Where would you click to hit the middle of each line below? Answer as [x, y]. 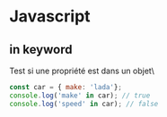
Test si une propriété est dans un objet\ [82, 71]
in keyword [41, 50]
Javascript [50, 17]
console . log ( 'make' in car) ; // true [80, 96]
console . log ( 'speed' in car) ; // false [84, 104]
